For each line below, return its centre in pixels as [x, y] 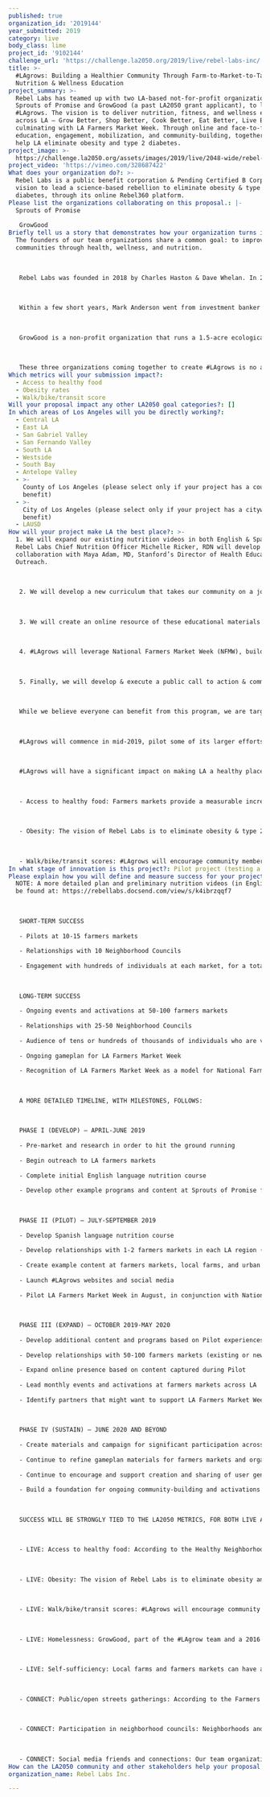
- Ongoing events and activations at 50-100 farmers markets [123, 1011]
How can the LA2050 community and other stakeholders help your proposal [135, 1766]
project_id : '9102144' [46, 53]
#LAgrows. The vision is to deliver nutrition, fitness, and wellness [136, 113]
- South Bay [36, 465]
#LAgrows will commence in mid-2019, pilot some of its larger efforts [141, 741]
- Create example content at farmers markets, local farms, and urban [140, 1265]
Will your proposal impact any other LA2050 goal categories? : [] [122, 405]
